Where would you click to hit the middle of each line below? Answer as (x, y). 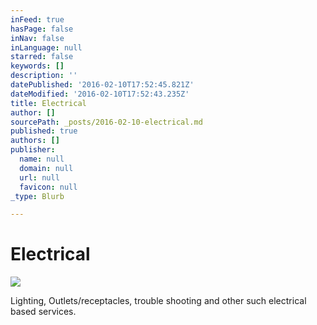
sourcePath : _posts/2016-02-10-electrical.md (106, 122)
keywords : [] (37, 66)
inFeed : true (37, 19)
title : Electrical (48, 103)
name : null (42, 159)
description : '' (44, 76)
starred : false (42, 57)
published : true (44, 131)
